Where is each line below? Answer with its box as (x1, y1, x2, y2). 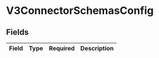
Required (49, 45, 75, 52)
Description (80, 45, 114, 52)
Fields (6, 27, 29, 37)
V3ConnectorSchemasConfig (6, 4, 154, 17)
